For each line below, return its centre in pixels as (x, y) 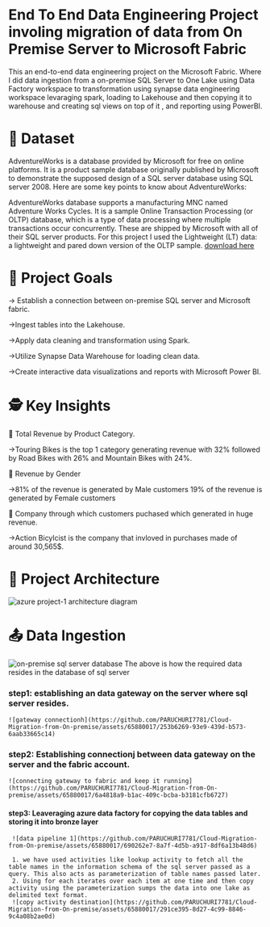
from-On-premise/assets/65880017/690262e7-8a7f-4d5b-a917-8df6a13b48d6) (133, 846)
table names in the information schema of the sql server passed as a (129, 867)
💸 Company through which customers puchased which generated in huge (131, 513)
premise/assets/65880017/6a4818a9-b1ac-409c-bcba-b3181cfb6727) (118, 795)
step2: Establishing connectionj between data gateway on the (132, 754)
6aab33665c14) (32, 734)
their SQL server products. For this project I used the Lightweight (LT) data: (133, 237)
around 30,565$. (36, 546)
